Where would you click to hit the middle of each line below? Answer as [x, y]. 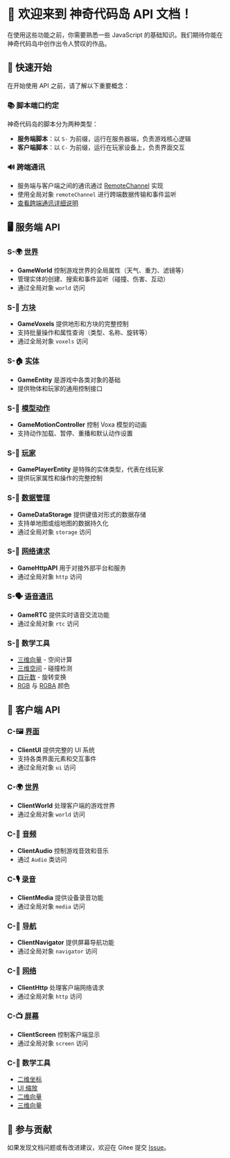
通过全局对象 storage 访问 [54, 532]
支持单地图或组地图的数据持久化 [63, 523]
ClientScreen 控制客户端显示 [59, 1034]
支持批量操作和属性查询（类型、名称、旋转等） [84, 333]
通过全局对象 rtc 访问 [48, 623]
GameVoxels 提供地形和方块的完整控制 [73, 324]
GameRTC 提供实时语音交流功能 [63, 615]
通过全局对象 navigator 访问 [57, 951]
